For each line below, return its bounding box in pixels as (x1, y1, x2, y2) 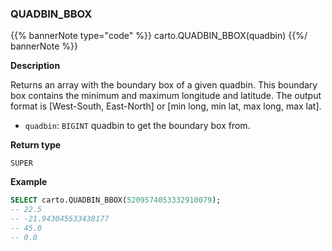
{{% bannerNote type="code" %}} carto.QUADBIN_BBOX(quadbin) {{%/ (10, 30, 308, 42)
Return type (10, 139, 62, 151)
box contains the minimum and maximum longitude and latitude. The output (10, 90, 322, 102)
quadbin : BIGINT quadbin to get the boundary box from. (24, 120, 251, 132)
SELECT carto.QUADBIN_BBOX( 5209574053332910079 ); (10, 195, 222, 206)
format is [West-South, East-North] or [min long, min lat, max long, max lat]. (10, 100, 322, 112)
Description (10, 60, 61, 72)
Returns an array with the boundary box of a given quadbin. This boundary (10, 79, 318, 91)
